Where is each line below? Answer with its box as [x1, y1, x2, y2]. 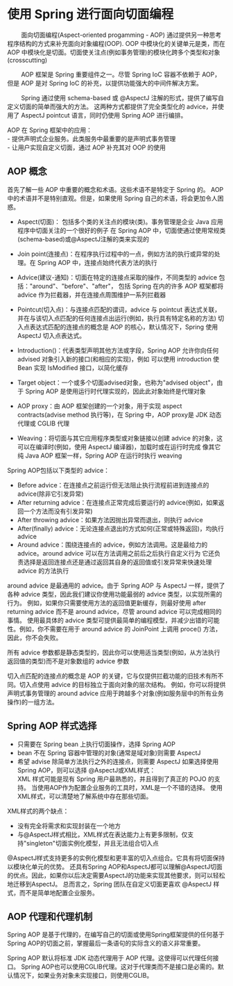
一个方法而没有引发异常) [23, 507, 93, 515]
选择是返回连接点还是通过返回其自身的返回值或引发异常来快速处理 [23, 558, 212, 566]
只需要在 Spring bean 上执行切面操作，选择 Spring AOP [17, 740, 175, 748]
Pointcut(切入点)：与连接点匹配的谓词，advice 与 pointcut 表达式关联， [17, 305, 221, 314]
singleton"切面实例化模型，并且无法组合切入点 [26, 839, 159, 847]
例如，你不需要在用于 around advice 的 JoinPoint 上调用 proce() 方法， [19, 624, 222, 633]
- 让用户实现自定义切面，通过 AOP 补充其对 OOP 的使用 [7, 143, 166, 152]
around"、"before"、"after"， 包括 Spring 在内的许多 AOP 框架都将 [32, 282, 224, 290]
